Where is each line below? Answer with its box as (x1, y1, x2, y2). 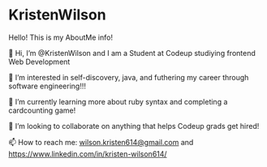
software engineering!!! (8, 81, 87, 91)
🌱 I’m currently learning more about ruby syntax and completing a (8, 96, 228, 106)
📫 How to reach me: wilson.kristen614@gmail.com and (8, 137, 194, 147)
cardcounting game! (8, 105, 76, 115)
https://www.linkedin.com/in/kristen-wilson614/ (8, 148, 168, 159)
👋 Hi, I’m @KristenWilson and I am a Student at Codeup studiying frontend (8, 48, 256, 58)
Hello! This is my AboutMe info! (8, 32, 114, 42)
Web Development (8, 57, 71, 66)
